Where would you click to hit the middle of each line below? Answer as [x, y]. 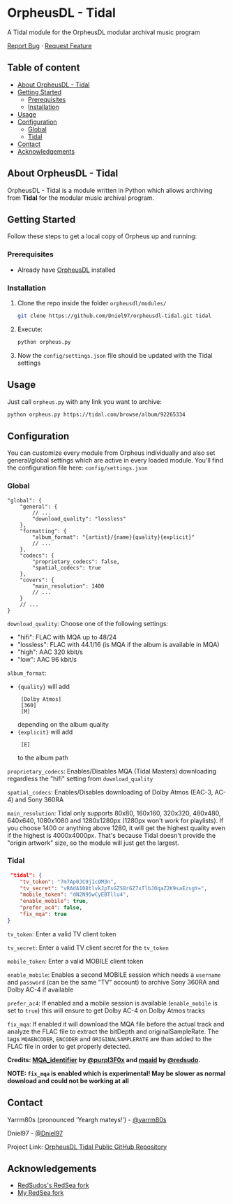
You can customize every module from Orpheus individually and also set [111, 453]
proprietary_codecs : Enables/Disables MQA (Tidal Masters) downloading [112, 771]
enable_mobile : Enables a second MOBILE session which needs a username [114, 974]
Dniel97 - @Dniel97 [35, 1133]
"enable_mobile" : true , [54, 901]
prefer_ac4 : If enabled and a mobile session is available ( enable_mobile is [112, 1003]
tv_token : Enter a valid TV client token [62, 934]
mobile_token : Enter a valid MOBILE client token [76, 961]
